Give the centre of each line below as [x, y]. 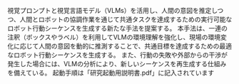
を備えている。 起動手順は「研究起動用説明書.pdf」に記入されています [111, 73]
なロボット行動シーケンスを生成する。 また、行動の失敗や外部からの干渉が [118, 55]
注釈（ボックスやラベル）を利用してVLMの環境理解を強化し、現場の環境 [114, 37]
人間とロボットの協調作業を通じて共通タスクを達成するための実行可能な [126, 19]
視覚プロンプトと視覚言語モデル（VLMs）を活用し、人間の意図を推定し [112, 10]
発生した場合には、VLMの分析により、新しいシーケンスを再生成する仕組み [117, 64]
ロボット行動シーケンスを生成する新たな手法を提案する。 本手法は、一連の [118, 28]
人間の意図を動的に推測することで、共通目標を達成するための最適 [135, 46]
